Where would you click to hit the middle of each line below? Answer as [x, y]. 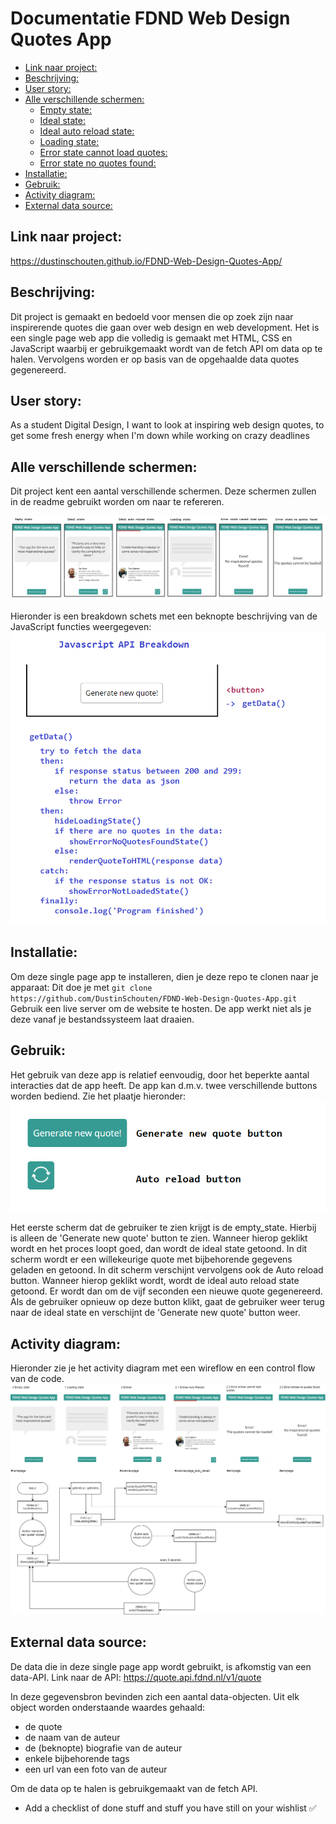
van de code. [37, 1379]
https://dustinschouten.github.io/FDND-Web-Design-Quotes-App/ [146, 261]
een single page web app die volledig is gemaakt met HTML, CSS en [151, 338]
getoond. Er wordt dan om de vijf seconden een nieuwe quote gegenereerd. [166, 1291]
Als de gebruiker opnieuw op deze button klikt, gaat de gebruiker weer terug [167, 1302]
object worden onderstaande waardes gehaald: [108, 1707]
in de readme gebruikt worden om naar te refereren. [117, 502]
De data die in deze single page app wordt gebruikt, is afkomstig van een [161, 1666]
